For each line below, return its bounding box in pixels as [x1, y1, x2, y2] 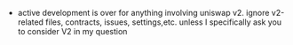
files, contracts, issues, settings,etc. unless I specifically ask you [45, 17, 282, 27]
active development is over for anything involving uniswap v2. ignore [17, 8, 270, 18]
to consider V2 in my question [17, 26, 128, 36]
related [17, 17, 44, 27]
